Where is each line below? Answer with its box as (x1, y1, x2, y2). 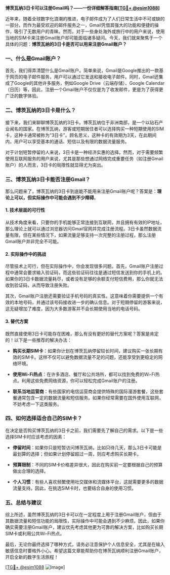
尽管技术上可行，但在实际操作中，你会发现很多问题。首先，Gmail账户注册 (5, 263, 159, 269)
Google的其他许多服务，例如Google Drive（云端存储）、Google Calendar (14, 80, 165, 86)
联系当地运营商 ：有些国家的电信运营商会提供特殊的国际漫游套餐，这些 (12, 388, 159, 394)
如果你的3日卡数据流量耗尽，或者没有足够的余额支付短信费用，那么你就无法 (5, 276, 163, 282)
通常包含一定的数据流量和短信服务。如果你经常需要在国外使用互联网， (17, 394, 163, 400)
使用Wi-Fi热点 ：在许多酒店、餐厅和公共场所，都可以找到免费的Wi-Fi (12, 371, 155, 377)
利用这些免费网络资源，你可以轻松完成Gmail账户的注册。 (21, 378, 140, 384)
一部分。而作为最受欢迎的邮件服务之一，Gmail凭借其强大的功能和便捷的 (5, 22, 155, 28)
